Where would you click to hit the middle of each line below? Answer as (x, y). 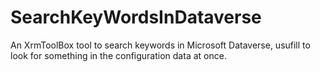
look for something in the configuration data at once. (118, 55)
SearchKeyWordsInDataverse (136, 17)
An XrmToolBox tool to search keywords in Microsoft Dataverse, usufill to (160, 45)
